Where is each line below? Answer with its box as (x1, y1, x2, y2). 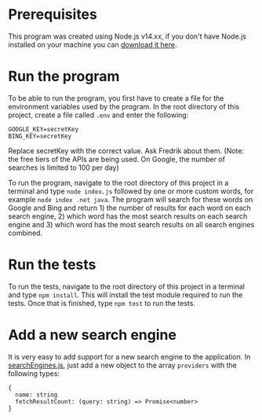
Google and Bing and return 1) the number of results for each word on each (8, 203, 251, 212)
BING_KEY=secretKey (8, 132, 72, 140)
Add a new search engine (8, 326, 176, 344)
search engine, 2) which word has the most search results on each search (8, 211, 248, 221)
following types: (8, 368, 60, 378)
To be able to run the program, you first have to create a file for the (8, 93, 224, 103)
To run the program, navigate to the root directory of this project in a (8, 178, 229, 187)
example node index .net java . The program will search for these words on (8, 194, 253, 204)
